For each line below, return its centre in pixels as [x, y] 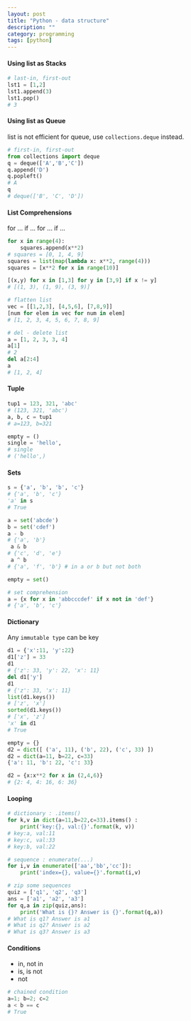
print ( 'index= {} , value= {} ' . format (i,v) [81, 873]
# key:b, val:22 [31, 846]
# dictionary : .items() [44, 814]
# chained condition [38, 992]
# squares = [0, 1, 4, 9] [45, 254]
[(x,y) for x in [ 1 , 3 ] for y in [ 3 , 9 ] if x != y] [82, 281]
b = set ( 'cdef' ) [31, 527]
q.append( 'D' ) [28, 170]
